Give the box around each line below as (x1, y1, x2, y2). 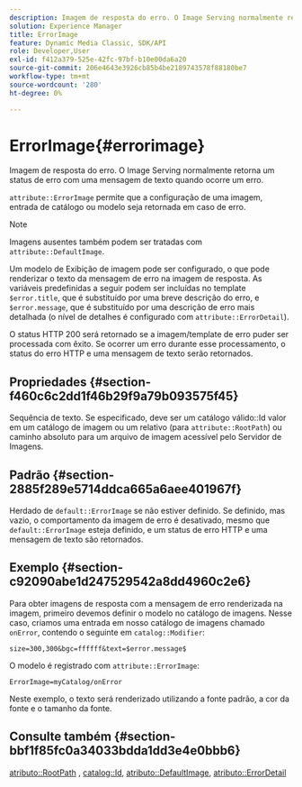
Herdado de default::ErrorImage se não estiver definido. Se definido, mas (9, 506, 286, 517)
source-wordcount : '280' (9, 80, 102, 89)
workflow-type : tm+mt (9, 72, 91, 81)
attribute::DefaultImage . (9, 246, 105, 257)
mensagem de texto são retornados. (9, 534, 144, 545)
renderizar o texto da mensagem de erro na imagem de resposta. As (9, 273, 262, 284)
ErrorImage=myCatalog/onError (9, 677, 123, 686)
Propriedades (9, 374, 87, 389)
